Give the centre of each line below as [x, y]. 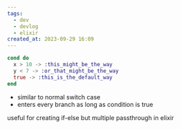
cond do [18, 58]
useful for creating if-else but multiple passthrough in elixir [90, 117]
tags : [15, 13]
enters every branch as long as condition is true [85, 104]
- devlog [26, 26]
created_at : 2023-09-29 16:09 [51, 39]
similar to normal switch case [59, 97]
